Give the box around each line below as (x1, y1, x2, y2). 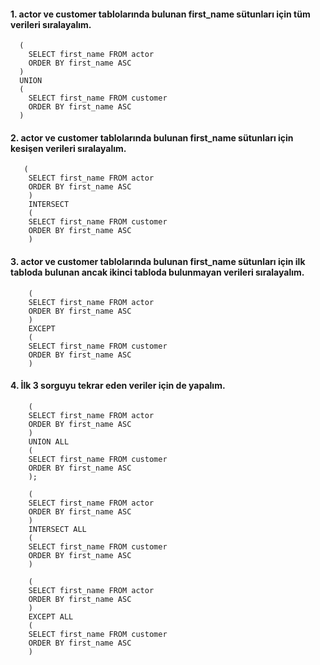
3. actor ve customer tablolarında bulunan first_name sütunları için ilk (10, 256, 306, 267)
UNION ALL (28, 436, 70, 447)
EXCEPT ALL (28, 611, 74, 622)
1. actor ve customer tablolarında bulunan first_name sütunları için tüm (10, 8, 311, 20)
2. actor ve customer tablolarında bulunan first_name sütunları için (10, 131, 294, 144)
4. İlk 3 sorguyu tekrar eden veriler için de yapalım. (10, 380, 226, 392)
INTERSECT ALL (28, 524, 87, 534)
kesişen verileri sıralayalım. (10, 142, 127, 154)
